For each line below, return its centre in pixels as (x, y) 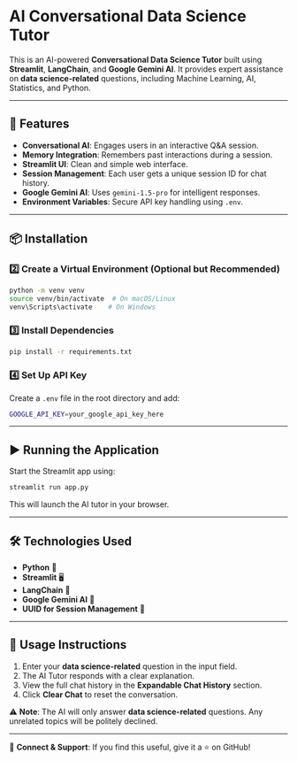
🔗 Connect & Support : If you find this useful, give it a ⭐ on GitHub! (130, 747)
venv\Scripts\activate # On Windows (83, 307)
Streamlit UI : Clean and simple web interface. (105, 164)
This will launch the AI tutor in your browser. (89, 504)
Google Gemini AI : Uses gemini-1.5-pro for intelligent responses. (141, 192)
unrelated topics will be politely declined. (84, 721)
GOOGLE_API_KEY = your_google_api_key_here (87, 414)
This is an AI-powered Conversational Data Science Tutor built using (136, 59)
